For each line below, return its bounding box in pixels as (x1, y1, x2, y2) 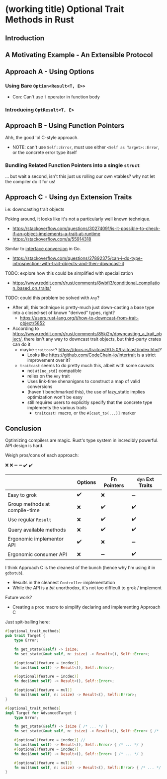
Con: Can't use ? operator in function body (12, 93, 100, 100)
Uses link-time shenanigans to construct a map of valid (27, 378, 140, 384)
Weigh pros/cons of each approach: (5, 452, 79, 458)
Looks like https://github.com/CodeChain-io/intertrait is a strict (27, 352, 156, 358)
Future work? (5, 595, 32, 601)
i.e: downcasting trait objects (5, 206, 65, 212)
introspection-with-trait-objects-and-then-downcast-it (12, 260, 124, 266)
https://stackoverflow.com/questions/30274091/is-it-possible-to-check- (12, 225, 161, 232)
